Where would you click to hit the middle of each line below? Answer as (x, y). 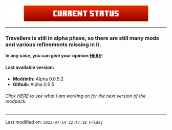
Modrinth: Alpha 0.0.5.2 (38, 79)
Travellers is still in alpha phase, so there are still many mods (82, 38)
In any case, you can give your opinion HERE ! (54, 56)
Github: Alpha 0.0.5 (34, 84)
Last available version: (30, 68)
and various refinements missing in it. (53, 45)
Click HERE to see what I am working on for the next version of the (76, 96)
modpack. (16, 101)
